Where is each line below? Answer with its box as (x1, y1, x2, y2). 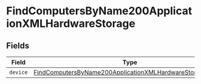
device (9, 69, 28, 76)
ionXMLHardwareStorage (6, 17, 136, 30)
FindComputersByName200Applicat (6, 4, 193, 18)
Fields (6, 41, 30, 51)
